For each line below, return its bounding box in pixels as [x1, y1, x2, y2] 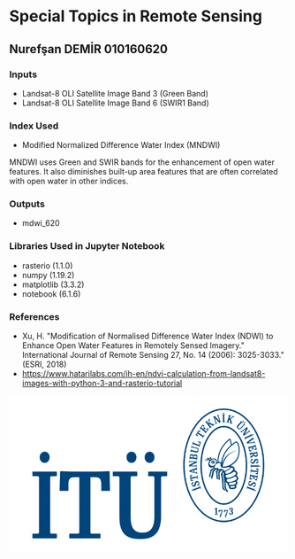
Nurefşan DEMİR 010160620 [9, 42, 169, 57]
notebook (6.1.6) [21, 288, 81, 299]
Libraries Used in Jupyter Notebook [9, 240, 165, 252]
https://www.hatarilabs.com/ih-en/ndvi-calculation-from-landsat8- [21, 369, 266, 379]
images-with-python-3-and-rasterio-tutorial [21, 378, 183, 389]
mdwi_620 [21, 218, 60, 229]
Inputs [9, 68, 38, 81]
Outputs [9, 198, 46, 210]
